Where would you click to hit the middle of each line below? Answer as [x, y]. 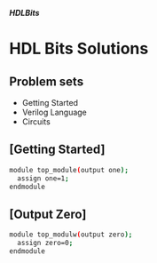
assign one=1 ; [43, 178]
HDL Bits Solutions [79, 49]
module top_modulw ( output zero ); [71, 235]
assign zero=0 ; [45, 243]
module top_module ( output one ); [69, 170]
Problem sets [47, 81]
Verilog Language [54, 112]
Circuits [36, 122]
